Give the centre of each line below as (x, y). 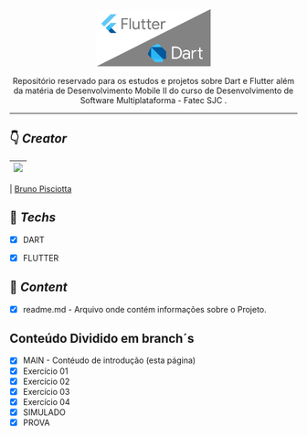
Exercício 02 (46, 381)
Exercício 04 (46, 401)
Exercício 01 (45, 371)
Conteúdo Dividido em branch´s (102, 339)
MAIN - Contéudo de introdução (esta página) (109, 360)
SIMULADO (44, 412)
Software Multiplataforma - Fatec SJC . (153, 100)
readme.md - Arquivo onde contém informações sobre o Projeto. (144, 309)
